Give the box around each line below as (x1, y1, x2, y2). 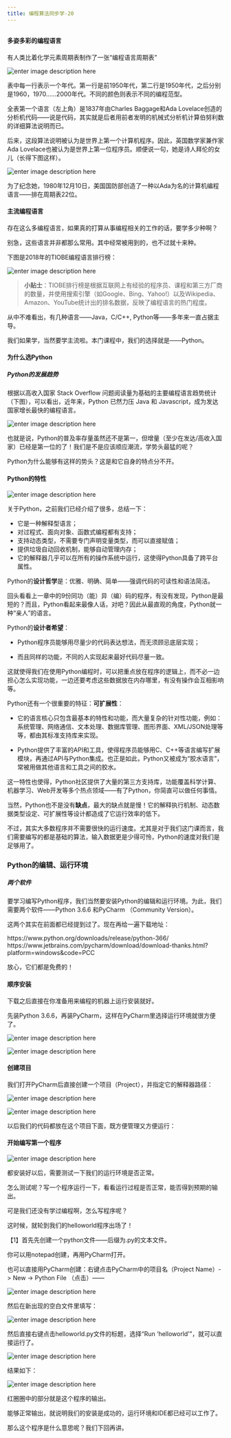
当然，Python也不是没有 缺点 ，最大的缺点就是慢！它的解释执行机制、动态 (7, 801, 214, 809)
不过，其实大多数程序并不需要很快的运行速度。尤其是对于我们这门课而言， (7, 824, 218, 832)
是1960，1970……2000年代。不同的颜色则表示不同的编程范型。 (7, 90, 186, 98)
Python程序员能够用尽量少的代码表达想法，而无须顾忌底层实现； (16, 638, 201, 646)
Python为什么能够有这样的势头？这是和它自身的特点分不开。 (7, 458, 178, 466)
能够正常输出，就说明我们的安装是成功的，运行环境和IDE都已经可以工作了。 (7, 1409, 222, 1417)
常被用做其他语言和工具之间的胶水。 (16, 763, 120, 771)
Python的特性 (7, 474, 47, 482)
